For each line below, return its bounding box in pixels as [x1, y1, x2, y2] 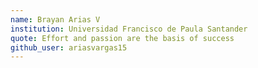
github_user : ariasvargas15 [10, 42, 128, 53]
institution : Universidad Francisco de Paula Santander [10, 24, 248, 34]
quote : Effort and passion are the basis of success [10, 33, 235, 43]
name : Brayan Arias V [10, 14, 101, 25]
